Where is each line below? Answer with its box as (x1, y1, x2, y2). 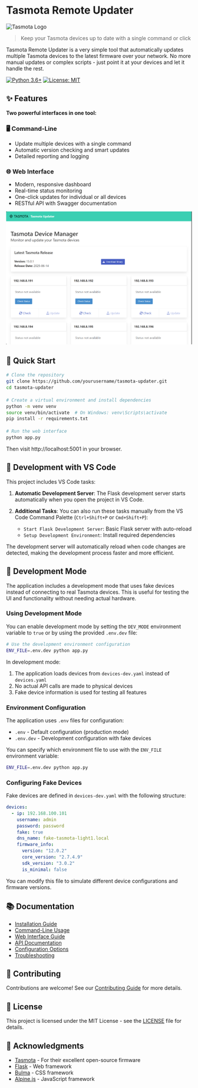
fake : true (16, 829, 44, 835)
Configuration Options (14, 945, 69, 952)
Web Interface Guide (14, 933, 65, 940)
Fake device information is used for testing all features (14, 688, 147, 696)
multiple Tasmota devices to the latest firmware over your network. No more (6, 52, 192, 59)
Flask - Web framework (14, 1063, 72, 1070)
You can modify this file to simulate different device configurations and (6, 877, 178, 884)
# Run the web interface (6, 429, 67, 434)
